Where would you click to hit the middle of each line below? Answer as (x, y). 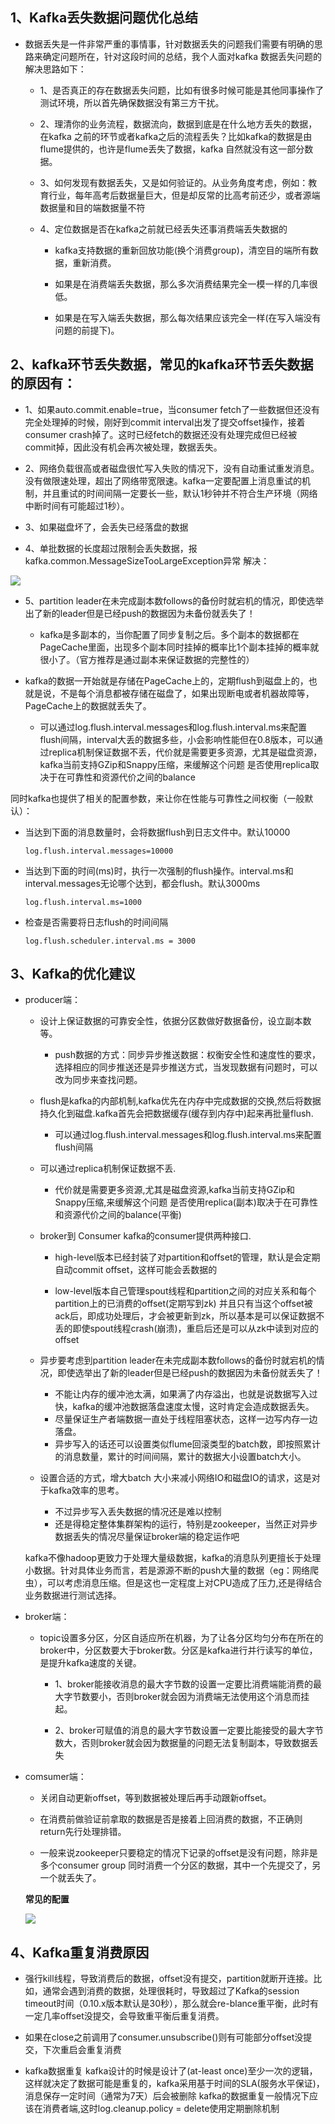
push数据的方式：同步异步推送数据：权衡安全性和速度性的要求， (187, 1055)
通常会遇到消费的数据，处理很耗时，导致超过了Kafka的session (171, 1991)
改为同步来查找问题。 (98, 1080)
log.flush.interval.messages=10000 (99, 851)
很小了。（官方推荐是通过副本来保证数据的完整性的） (147, 659)
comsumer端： (55, 1777)
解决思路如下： (55, 69)
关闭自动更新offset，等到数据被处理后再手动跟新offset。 (155, 1798)
